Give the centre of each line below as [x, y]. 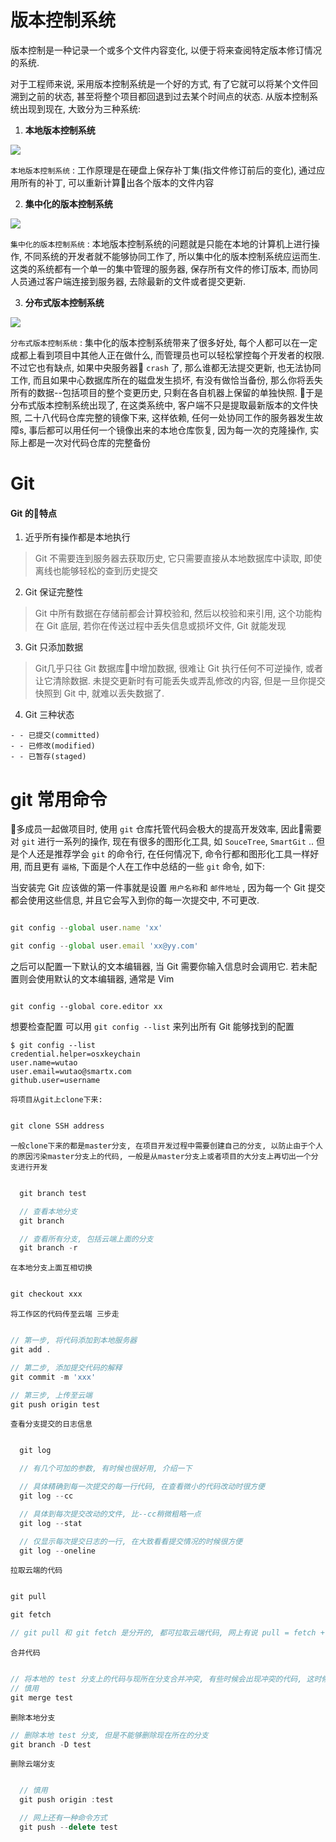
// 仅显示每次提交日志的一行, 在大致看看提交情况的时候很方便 [131, 1541]
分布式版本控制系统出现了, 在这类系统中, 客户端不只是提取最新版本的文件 [160, 405]
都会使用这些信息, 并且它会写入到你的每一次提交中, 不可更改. [135, 900]
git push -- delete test [68, 1827]
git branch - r [48, 1248]
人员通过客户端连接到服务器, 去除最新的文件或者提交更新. [128, 281]
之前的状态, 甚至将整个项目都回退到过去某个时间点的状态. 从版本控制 [168, 96]
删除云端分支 [33, 1764]
